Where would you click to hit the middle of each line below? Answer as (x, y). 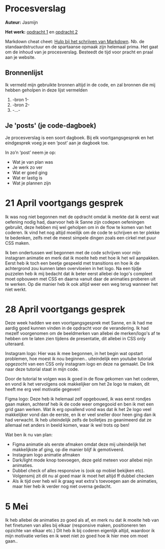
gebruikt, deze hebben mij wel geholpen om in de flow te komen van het (78, 227)
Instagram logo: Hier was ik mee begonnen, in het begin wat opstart (74, 354)
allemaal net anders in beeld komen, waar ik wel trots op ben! (67, 425)
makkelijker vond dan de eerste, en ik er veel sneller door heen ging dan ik (81, 415)
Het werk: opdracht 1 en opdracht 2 (41, 32)
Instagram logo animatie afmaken (46, 455)
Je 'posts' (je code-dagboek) (51, 126)
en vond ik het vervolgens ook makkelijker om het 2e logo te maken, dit (77, 384)
